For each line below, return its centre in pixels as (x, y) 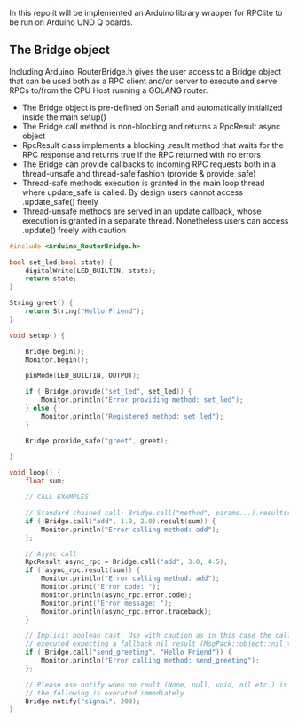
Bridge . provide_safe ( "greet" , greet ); (97, 441)
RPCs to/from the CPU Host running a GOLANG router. (109, 90)
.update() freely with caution (74, 230)
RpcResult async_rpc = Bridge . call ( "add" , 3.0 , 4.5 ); (126, 562)
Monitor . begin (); (57, 360)
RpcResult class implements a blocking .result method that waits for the (153, 145)
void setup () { (37, 335)
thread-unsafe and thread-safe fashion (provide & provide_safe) (139, 173)
